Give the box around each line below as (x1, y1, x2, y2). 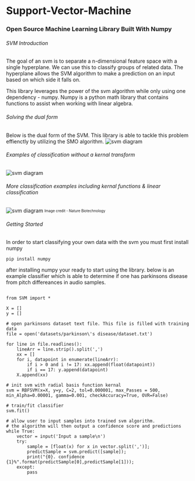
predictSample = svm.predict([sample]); (27, 449, 127, 455)
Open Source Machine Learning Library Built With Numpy (6, 25, 172, 33)
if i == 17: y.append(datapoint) (27, 367, 109, 373)
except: (16, 464, 35, 470)
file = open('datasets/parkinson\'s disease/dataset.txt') (6, 331, 153, 337)
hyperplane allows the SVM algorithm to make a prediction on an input (6, 70, 175, 77)
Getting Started (6, 221, 43, 228)
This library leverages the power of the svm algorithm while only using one (6, 88, 186, 95)
